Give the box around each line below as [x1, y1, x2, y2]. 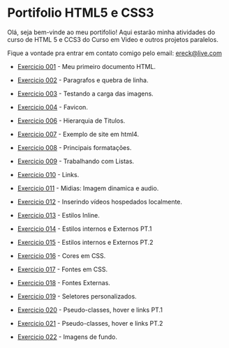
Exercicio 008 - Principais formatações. [17, 143, 132, 151]
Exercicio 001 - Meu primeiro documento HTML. [17, 62, 156, 70]
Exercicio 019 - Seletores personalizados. [17, 292, 138, 301]
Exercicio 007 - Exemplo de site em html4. [17, 130, 140, 138]
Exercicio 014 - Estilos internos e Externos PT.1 [17, 225, 152, 233]
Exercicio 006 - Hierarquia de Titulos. [17, 116, 126, 125]
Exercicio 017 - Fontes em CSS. [17, 265, 108, 273]
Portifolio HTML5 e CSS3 [7, 5, 154, 21]
